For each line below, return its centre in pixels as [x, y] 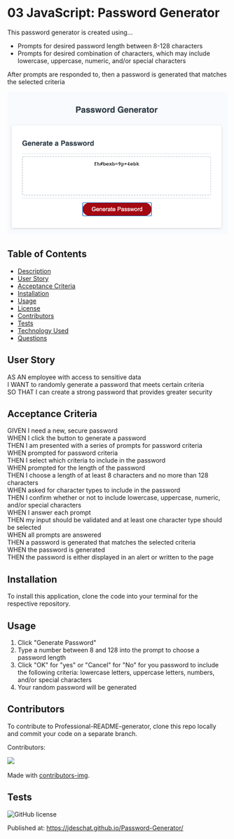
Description [34, 271]
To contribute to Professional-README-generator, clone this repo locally [112, 726]
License [29, 308]
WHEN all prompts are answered [54, 535]
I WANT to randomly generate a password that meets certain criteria [106, 384]
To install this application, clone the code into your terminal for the [103, 596]
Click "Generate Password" [57, 642]
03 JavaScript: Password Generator [113, 13]
